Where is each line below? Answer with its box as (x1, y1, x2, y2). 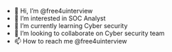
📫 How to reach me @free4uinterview (14, 37, 128, 45)
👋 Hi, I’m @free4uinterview (14, 7, 93, 15)
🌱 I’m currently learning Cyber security (14, 22, 128, 30)
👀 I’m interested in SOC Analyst (14, 14, 106, 22)
